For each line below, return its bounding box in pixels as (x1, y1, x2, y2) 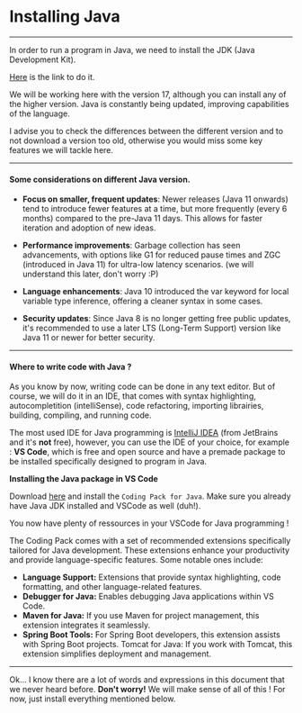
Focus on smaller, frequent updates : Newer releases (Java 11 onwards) (22, 194, 289, 204)
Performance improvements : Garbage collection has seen (22, 240, 241, 251)
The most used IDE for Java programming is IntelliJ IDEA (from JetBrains (9, 428, 279, 438)
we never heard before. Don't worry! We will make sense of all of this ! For (9, 684, 286, 695)
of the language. (9, 108, 70, 119)
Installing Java (9, 6, 121, 27)
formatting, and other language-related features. (22, 582, 202, 592)
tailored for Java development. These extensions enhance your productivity (9, 545, 290, 555)
